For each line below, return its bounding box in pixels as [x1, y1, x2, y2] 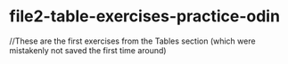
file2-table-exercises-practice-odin [9, 6, 281, 27]
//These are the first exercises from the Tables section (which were [9, 36, 256, 46]
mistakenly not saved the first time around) [9, 44, 167, 55]
